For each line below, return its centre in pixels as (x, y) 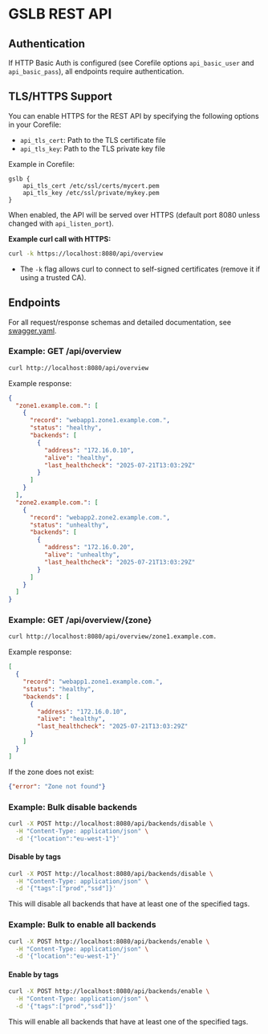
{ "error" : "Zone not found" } (57, 786)
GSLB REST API (60, 14)
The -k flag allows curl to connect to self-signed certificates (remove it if (140, 269)
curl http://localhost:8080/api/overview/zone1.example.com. (113, 637)
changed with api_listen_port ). (61, 223)
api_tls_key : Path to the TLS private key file (93, 149)
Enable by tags (33, 974)
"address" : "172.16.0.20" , (89, 548)
